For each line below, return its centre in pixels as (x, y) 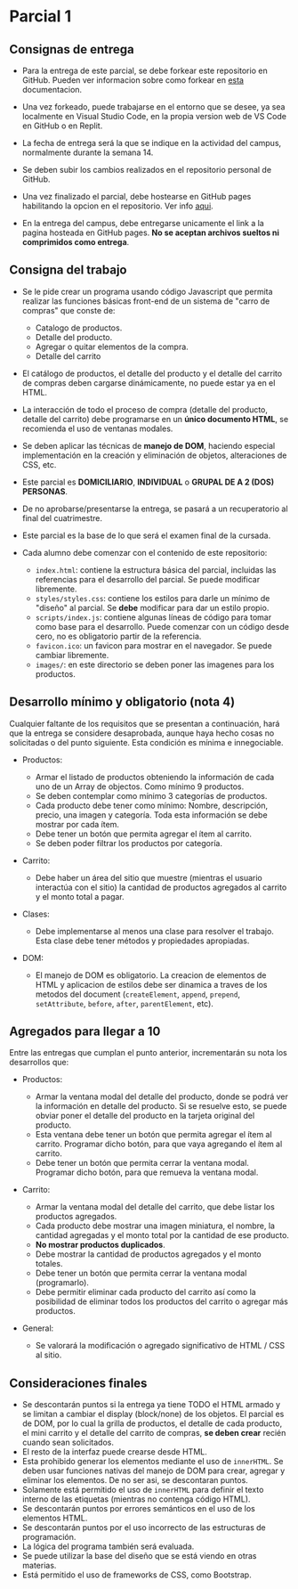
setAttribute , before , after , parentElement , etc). (124, 1003)
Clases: (36, 914)
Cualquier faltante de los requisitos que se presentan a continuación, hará (145, 723)
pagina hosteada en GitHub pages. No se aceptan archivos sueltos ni (151, 232)
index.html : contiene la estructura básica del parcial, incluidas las (156, 570)
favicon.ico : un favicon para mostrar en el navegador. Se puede (154, 645)
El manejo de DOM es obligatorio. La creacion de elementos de (151, 975)
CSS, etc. (39, 464)
